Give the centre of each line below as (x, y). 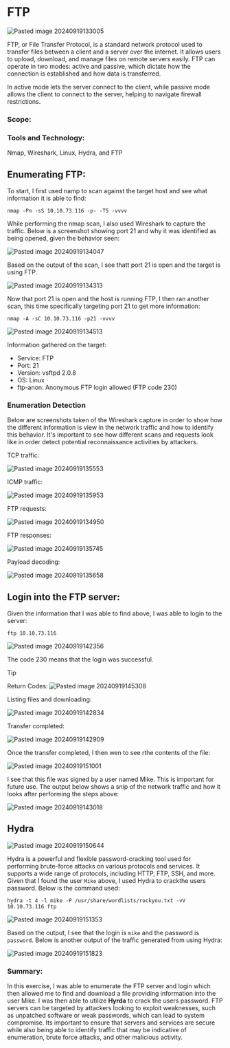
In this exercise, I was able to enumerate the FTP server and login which (109, 986)
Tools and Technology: (46, 138)
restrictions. (24, 101)
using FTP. (22, 272)
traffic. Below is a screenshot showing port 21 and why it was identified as (112, 230)
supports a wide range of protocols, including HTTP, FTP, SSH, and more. (111, 873)
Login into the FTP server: (64, 597)
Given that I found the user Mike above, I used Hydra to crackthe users (106, 880)
